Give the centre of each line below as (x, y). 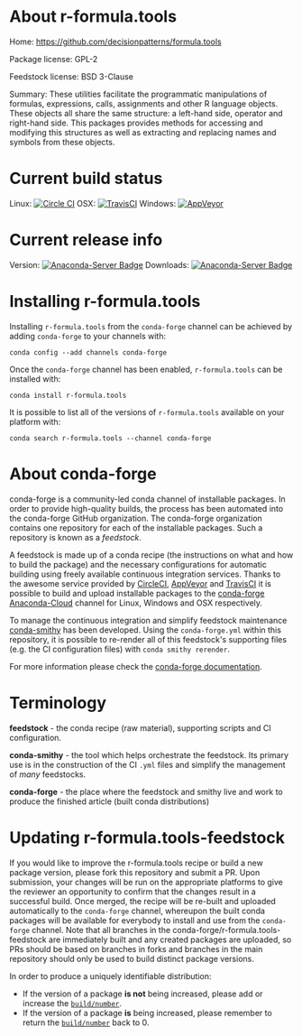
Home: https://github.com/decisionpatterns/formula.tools (116, 42)
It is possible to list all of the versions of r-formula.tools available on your (147, 412)
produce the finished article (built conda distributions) (110, 801)
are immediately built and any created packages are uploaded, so (170, 939)
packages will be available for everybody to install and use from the (135, 920)
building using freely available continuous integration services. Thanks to (145, 574)
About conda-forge (83, 473)
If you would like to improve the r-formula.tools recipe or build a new (136, 863)
